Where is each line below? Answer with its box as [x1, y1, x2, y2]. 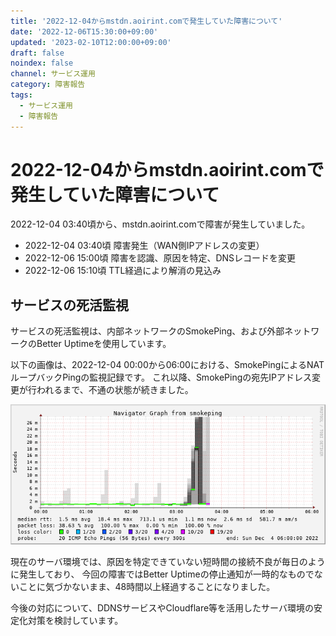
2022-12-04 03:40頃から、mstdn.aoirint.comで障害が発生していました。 [10, 218, 311, 230]
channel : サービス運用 [10, 69, 96, 79]
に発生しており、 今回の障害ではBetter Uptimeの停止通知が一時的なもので [10, 568, 315, 580]
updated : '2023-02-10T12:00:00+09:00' [10, 37, 172, 47]
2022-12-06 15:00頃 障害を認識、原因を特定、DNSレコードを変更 [24, 252, 297, 264]
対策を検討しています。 [27, 615, 124, 627]
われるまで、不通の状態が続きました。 [36, 384, 194, 396]
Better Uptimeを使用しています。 [36, 338, 172, 350]
